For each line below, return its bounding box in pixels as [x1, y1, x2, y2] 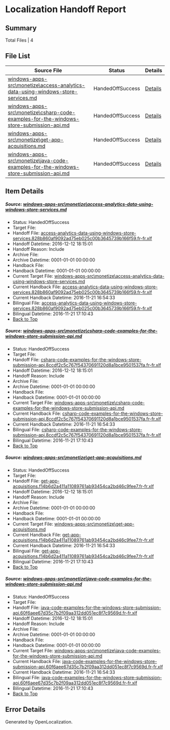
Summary [5, 24, 37, 32]
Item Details [5, 187, 44, 196]
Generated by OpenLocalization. [5, 718, 73, 725]
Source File [34, 67, 62, 74]
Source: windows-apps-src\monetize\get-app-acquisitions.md [5, 454, 142, 460]
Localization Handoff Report [5, 4, 126, 15]
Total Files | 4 [5, 37, 34, 43]
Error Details [5, 705, 46, 714]
